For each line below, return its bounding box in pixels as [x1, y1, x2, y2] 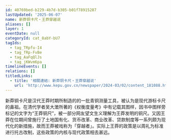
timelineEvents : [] [5, 64, 47, 69]
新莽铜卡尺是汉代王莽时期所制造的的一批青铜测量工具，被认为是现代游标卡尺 [5, 97, 166, 103]
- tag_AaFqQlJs [10, 54, 42, 60]
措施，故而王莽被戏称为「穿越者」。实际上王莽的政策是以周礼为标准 [22, 123, 164, 129]
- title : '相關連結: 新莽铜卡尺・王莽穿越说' [10, 78, 97, 83]
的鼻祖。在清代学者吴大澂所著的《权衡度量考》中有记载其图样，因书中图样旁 [5, 103, 166, 110]
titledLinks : [5, 74, 33, 79]
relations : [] [5, 69, 36, 74]
